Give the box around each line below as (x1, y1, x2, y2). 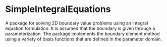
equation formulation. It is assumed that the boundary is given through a (5, 25, 155, 31)
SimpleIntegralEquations (5, 3, 111, 15)
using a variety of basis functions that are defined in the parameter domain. (5, 36, 162, 42)
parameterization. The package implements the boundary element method (5, 30, 160, 36)
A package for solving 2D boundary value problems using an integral (5, 20, 148, 26)
